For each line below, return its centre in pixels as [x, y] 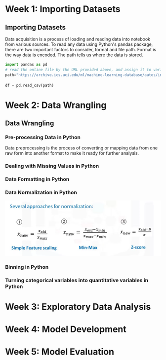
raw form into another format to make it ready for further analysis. [72, 153]
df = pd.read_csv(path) [30, 85]
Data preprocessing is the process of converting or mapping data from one [82, 148]
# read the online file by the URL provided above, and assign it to [78, 70]
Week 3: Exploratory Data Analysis [78, 306]
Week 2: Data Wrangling [56, 105]
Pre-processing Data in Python [43, 137]
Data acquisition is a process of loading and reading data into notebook [78, 39]
